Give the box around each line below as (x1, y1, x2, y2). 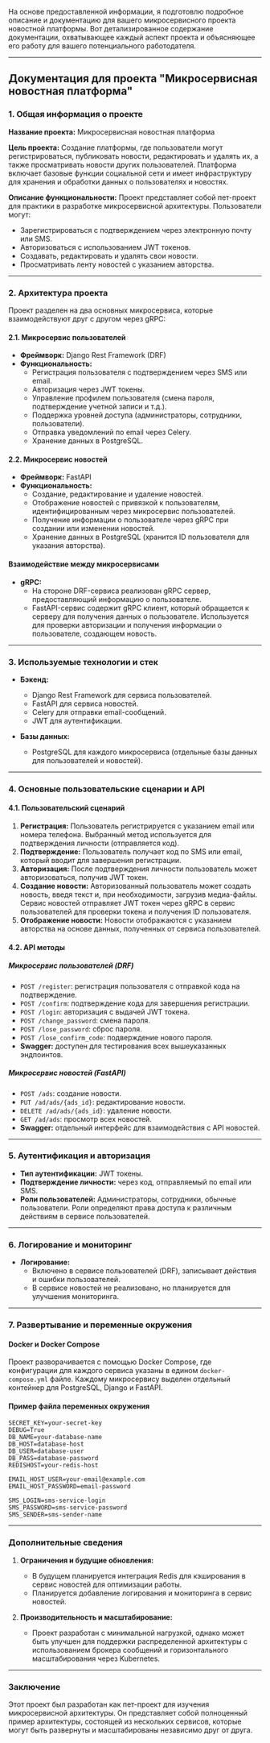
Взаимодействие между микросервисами (8, 559, 159, 569)
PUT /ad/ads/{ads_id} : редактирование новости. (19, 1097, 186, 1106)
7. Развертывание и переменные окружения (8, 1319, 193, 1330)
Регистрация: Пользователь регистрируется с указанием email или (19, 821, 255, 831)
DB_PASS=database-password (8, 1455, 99, 1463)
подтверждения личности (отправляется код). (19, 838, 179, 849)
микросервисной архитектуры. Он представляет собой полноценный (8, 1708, 247, 1718)
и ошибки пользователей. (31, 1275, 121, 1284)
